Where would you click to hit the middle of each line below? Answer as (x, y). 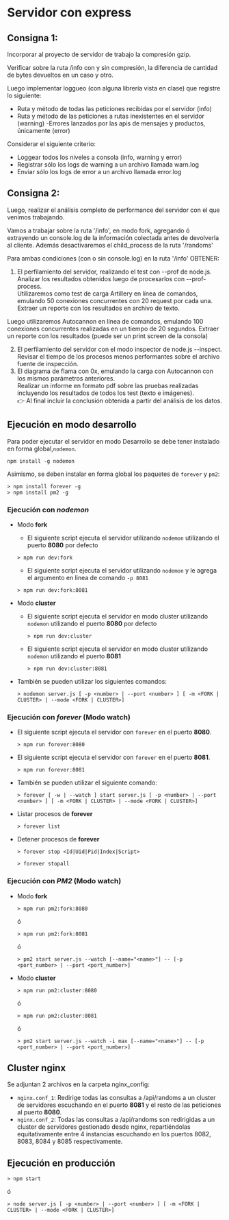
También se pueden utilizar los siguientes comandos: (92, 681)
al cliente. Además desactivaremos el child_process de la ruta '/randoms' (110, 245)
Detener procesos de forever (58, 839)
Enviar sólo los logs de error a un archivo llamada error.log (99, 172)
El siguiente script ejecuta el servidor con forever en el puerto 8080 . (114, 732)
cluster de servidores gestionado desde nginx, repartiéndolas (104, 1127)
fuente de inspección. (48, 363)
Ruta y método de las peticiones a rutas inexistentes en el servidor (111, 116)
